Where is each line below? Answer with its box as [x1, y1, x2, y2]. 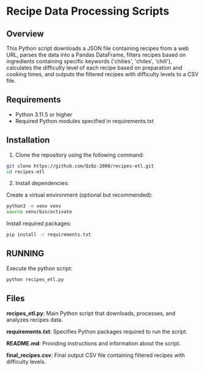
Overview [6, 29, 45, 39]
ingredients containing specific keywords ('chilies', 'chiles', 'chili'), [6, 58, 172, 65]
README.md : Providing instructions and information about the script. [6, 339, 181, 347]
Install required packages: [6, 220, 72, 227]
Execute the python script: [6, 264, 73, 272]
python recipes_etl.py [6, 276, 64, 283]
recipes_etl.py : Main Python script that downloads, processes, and [6, 309, 176, 317]
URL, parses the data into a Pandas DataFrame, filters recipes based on [6, 51, 186, 58]
